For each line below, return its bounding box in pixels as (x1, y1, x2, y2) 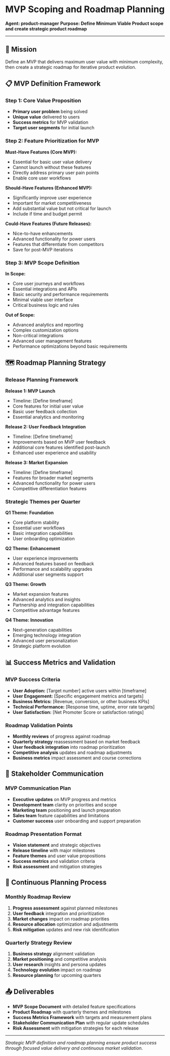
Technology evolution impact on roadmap (12, 967, 102, 973)
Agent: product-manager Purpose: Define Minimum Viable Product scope (5, 20, 163, 26)
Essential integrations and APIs (12, 286, 77, 292)
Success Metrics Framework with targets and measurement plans (12, 1014, 152, 1020)
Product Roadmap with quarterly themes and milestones (12, 1009, 132, 1015)
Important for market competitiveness (12, 200, 92, 206)
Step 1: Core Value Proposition (5, 97, 81, 104)
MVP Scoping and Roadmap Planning (5, 4, 165, 15)
